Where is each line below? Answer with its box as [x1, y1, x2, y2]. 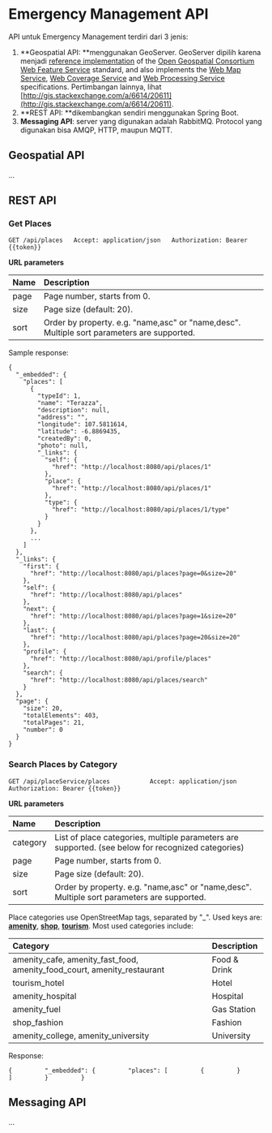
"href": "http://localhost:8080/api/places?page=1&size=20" [29, 612, 237, 621]
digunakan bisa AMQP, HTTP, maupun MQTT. [19, 125, 172, 135]
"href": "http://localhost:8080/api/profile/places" [29, 655, 212, 663]
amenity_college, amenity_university [12, 1030, 150, 1041]
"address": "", [37, 413, 89, 422]
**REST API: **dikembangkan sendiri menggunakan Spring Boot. [19, 107, 239, 118]
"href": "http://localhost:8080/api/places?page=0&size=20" [29, 570, 237, 578]
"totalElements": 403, [23, 712, 100, 720]
